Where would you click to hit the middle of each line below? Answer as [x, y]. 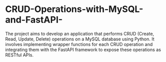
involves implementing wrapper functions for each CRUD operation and [79, 44]
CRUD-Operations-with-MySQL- [74, 9]
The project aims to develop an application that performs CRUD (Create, [80, 33]
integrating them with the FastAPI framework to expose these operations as [83, 49]
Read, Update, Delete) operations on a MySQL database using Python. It [80, 39]
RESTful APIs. [19, 55]
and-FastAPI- [34, 20]
